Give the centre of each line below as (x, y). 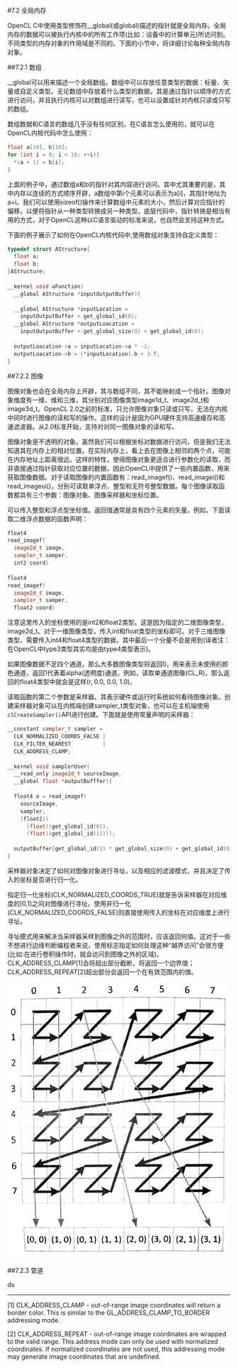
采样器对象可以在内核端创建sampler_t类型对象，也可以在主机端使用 (111, 706)
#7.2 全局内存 (27, 10)
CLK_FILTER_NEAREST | (60, 744)
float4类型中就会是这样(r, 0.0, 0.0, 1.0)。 (78, 682)
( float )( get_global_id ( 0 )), (68, 826)
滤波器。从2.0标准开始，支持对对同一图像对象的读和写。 (96, 426)
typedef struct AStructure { (49, 249)
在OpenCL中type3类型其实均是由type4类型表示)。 (81, 649)
